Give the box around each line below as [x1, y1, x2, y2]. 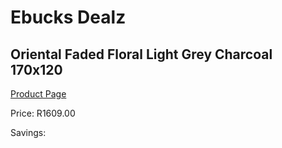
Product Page [10, 88, 67, 100]
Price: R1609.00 [10, 107, 76, 119]
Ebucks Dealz [10, 6, 127, 29]
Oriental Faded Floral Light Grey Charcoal [10, 46, 273, 63]
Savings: [10, 127, 47, 138]
